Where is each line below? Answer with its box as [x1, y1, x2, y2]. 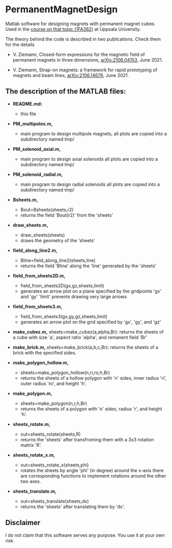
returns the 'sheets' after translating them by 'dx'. [20, 503, 125, 510]
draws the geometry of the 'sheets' [20, 237, 95, 243]
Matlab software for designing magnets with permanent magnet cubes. [5, 21, 156, 27]
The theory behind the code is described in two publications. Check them [5, 36, 161, 42]
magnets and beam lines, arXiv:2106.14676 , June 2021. [12, 72, 129, 78]
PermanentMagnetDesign [5, 4, 118, 15]
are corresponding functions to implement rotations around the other [20, 473, 166, 479]
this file [20, 110, 36, 116]
